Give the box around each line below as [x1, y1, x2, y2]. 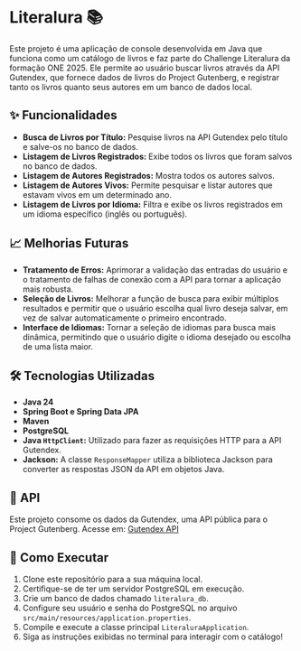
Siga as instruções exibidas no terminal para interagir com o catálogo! [22, 631, 283, 642]
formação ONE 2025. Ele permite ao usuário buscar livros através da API [9, 62, 280, 73]
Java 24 [22, 396, 54, 407]
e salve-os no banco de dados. [22, 141, 138, 152]
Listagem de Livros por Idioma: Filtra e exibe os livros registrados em [22, 199, 283, 209]
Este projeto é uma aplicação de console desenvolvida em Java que [9, 42, 263, 54]
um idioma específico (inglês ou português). [22, 209, 188, 219]
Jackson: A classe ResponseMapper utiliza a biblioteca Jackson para [22, 454, 273, 465]
